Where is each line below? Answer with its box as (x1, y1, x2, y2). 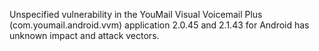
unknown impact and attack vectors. (9, 30, 160, 41)
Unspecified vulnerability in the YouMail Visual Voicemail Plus (9, 9, 263, 20)
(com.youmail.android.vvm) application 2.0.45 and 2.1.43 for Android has (9, 19, 310, 31)
